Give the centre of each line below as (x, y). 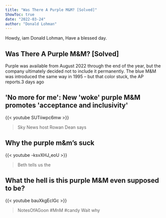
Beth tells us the (34, 165)
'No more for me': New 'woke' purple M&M (73, 97)
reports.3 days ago (24, 82)
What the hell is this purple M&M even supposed (82, 181)
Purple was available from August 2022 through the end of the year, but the (83, 66)
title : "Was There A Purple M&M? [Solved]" (51, 10)
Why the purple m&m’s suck (50, 143)
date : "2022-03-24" (25, 19)
